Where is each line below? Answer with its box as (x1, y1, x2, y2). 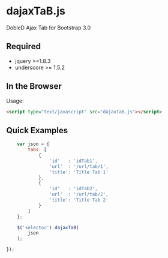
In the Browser (6, 81, 62, 91)
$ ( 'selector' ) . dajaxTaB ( (17, 224, 79, 230)
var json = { (17, 141, 50, 148)
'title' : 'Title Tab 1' (49, 169, 109, 175)
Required (6, 41, 41, 52)
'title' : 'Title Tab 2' (49, 197, 109, 203)
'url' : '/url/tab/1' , (49, 163, 109, 169)
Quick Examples (6, 125, 68, 136)
